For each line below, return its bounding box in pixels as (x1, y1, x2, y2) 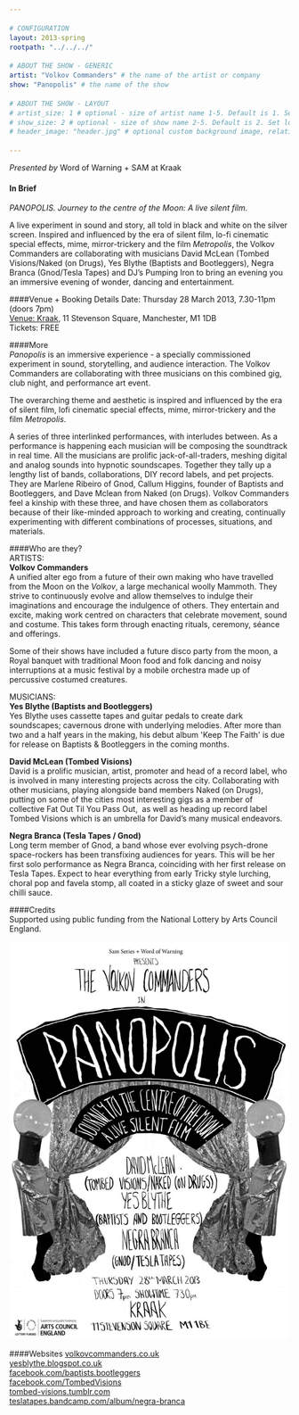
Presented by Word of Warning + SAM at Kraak (9, 162, 182, 173)
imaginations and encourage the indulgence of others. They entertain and (9, 600, 280, 611)
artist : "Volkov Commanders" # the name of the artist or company (9, 71, 261, 80)
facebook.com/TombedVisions (9, 1377, 122, 1387)
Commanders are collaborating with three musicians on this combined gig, (9, 368, 282, 379)
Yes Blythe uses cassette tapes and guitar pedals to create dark (9, 710, 243, 722)
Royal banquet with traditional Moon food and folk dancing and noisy (9, 656, 262, 666)
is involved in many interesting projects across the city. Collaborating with (9, 775, 279, 786)
